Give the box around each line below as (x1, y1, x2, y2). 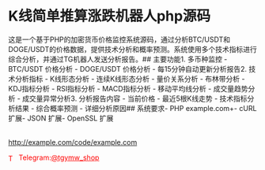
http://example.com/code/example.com (8, 137, 138, 146)
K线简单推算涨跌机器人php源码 (8, 7, 211, 25)
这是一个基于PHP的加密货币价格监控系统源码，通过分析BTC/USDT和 (8, 35, 231, 44)
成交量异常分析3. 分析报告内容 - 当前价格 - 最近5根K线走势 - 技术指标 (22, 94, 248, 103)
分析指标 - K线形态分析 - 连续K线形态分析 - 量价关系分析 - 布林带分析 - (14, 74, 245, 83)
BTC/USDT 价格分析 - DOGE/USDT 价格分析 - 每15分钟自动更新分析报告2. (8, 64, 248, 73)
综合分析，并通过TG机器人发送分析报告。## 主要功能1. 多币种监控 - (8, 54, 228, 64)
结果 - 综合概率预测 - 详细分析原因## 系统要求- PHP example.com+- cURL (14, 103, 257, 113)
